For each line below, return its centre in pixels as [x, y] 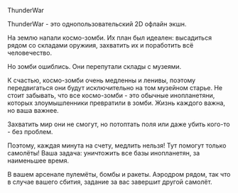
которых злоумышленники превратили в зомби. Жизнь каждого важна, [117, 103]
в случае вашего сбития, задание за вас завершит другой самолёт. [110, 182]
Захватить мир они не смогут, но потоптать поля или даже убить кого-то [119, 124]
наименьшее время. [38, 160]
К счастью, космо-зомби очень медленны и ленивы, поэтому [102, 80]
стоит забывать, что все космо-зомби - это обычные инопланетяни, [111, 95]
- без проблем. [30, 132]
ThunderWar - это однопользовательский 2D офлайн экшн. [97, 24]
